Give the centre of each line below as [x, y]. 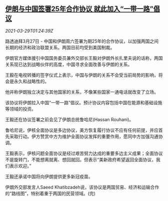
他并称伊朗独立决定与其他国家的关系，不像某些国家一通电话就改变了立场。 [82, 92]
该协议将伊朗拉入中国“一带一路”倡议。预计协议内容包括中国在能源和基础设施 [84, 102]
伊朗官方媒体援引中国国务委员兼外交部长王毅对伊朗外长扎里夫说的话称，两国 [84, 58]
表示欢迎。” [20, 166]
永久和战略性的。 [31, 81]
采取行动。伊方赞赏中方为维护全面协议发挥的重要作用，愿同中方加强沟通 [84, 136]
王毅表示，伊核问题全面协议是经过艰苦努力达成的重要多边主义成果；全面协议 [84, 153]
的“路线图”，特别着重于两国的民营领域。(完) [50, 193]
